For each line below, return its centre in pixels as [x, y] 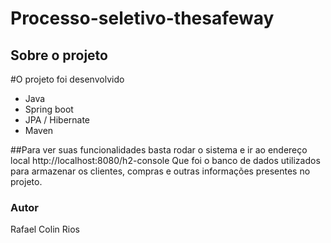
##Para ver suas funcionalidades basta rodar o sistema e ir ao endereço [159, 150]
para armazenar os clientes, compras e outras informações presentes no [160, 171]
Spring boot [49, 109]
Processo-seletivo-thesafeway [142, 18]
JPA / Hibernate [57, 120]
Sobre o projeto [59, 55]
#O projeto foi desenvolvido [67, 79]
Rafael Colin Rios [45, 229]
